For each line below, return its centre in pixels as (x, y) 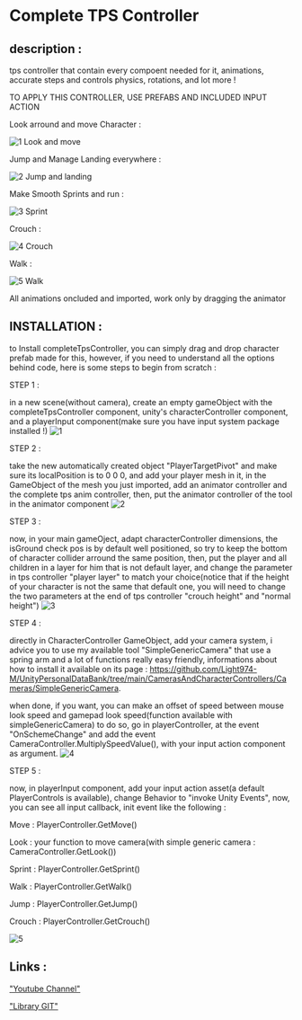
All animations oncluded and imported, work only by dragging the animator (147, 298)
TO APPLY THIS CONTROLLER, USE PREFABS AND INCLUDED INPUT (138, 97)
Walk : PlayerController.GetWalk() (71, 886)
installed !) (29, 430)
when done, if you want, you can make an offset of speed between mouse (147, 705)
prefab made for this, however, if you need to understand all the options (142, 358)
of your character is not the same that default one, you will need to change (147, 586)
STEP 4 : (26, 623)
